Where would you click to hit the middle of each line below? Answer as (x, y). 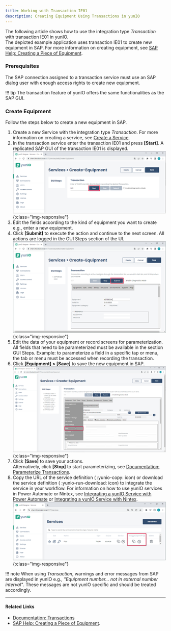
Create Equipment (28, 111)
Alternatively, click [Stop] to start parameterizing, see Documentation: (86, 467)
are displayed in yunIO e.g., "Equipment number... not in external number (82, 579)
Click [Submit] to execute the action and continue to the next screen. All (88, 233)
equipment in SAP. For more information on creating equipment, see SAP (82, 47)
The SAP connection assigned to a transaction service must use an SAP (81, 77)
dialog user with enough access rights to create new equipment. (73, 83)
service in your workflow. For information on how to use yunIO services (88, 488)
